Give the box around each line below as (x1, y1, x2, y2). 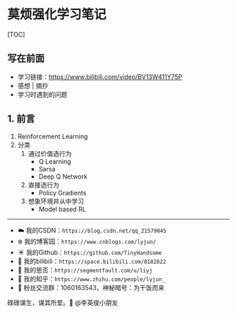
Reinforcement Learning (17, 132, 88, 140)
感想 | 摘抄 (17, 81, 49, 90)
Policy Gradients (38, 188, 87, 197)
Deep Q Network (38, 172, 88, 181)
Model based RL (38, 205, 87, 213)
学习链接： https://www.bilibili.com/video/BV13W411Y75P (17, 72, 183, 81)
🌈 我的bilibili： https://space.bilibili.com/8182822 (17, 257, 166, 265)
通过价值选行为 (28, 149, 72, 157)
